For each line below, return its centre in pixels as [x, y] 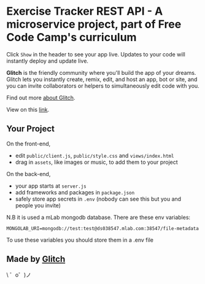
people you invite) [38, 205]
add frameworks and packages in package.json [75, 192]
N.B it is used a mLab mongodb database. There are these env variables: [99, 217]
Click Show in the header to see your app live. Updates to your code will [96, 54]
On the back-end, [29, 174]
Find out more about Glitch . [41, 98]
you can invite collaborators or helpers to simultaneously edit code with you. [103, 86]
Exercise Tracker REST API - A [85, 11]
